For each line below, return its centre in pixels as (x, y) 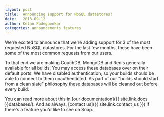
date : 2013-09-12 (25, 19)
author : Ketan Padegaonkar (33, 24)
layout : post (19, 10)
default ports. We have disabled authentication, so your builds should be (80, 73)
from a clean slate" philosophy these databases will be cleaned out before (82, 84)
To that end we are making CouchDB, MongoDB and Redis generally (75, 63)
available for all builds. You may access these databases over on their (77, 68)
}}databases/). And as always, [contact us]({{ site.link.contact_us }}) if (77, 104)
